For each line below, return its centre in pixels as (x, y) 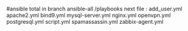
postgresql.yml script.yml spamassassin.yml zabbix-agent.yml (85, 22)
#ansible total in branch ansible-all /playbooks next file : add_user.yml (94, 9)
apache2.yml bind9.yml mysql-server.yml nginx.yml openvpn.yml (89, 15)
